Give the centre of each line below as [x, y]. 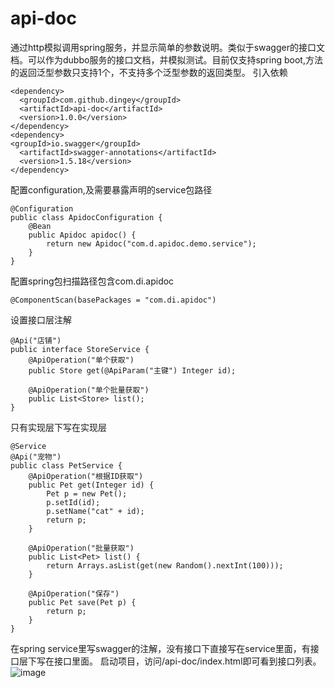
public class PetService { [66, 465]
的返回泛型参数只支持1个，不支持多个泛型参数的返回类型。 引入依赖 [149, 72]
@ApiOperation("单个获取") [81, 360]
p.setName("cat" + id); [95, 511]
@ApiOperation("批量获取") [81, 548]
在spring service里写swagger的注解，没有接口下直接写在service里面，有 [160, 648]
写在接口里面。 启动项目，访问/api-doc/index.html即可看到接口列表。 [179, 661]
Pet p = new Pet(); [87, 493]
